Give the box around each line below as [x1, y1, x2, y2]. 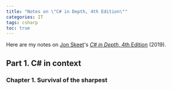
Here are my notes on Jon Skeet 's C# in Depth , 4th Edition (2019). [6, 41, 167, 48]
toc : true [6, 25, 31, 31]
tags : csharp [6, 19, 38, 25]
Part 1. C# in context [6, 58, 81, 68]
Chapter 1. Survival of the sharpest [6, 76, 108, 84]
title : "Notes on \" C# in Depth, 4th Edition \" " [6, 8, 128, 15]
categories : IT [6, 14, 44, 20]
